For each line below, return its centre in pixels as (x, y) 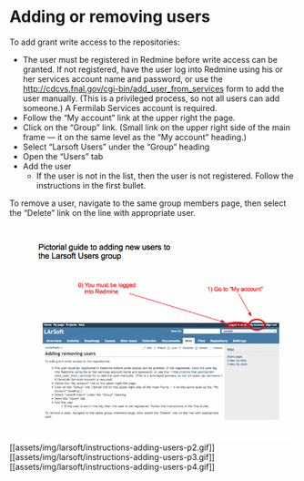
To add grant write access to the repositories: (95, 42)
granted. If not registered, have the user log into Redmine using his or (153, 69)
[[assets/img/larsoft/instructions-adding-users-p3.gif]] (112, 457)
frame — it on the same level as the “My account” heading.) (135, 137)
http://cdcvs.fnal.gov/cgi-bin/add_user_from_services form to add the (153, 88)
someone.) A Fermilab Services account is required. (120, 107)
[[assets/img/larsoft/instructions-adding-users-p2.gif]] (112, 447)
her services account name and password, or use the (122, 78)
